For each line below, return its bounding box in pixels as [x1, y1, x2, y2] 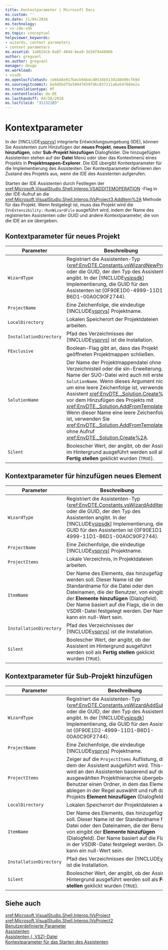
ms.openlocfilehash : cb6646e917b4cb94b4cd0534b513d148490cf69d [5, 77, 140, 82]
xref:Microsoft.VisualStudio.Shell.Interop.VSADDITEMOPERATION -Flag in [5, 186, 157, 192]
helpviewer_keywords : [5, 36, 50, 41]
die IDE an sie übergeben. [5, 218, 58, 224]
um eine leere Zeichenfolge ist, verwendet [66, 384, 165, 391]
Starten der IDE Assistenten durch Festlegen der [5, 180, 105, 186]
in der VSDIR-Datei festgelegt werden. [66, 841, 157, 848]
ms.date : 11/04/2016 [5, 17, 48, 22]
